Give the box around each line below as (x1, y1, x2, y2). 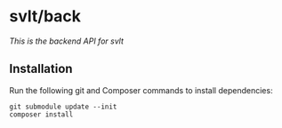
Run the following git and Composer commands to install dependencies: (9, 84, 273, 95)
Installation (9, 61, 73, 76)
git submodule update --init (9, 102, 117, 111)
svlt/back (9, 6, 82, 27)
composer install (9, 109, 74, 119)
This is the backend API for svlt (9, 36, 125, 46)
